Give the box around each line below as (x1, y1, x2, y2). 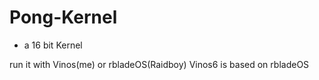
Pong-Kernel (9, 6, 118, 29)
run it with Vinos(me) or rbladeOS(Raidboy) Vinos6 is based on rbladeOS (9, 58, 310, 70)
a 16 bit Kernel (23, 39, 83, 51)
